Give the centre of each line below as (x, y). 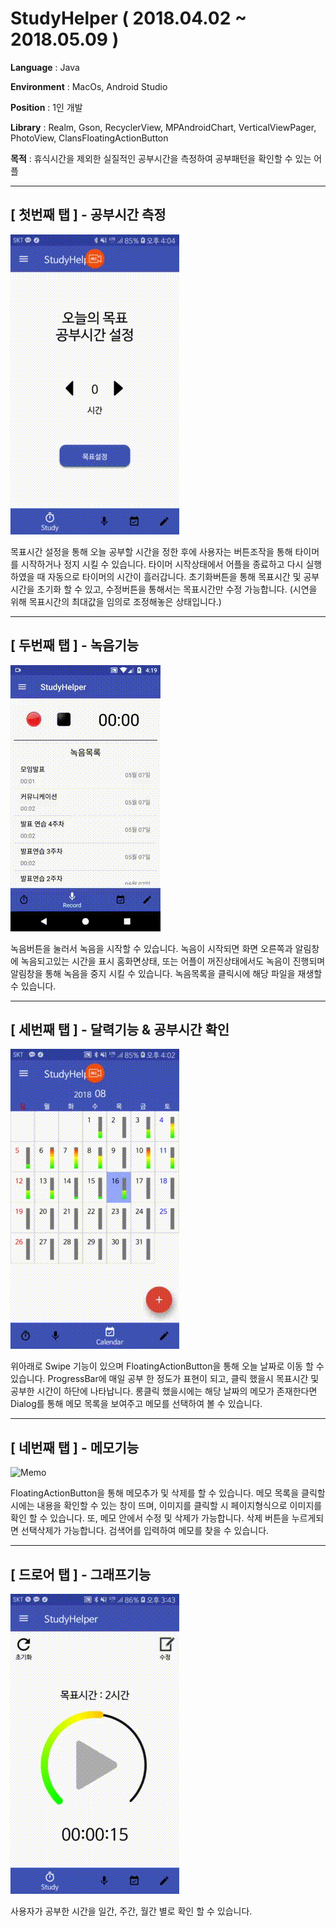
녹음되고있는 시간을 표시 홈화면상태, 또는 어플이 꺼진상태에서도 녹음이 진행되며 (173, 961)
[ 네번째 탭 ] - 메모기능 (75, 1447)
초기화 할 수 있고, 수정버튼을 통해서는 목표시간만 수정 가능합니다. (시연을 (177, 589)
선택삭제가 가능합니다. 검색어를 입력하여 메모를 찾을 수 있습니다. (145, 1531)
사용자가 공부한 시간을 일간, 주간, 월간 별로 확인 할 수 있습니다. (131, 1911)
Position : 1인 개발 (46, 107)
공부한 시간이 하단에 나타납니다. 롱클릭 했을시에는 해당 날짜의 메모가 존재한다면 (164, 1391)
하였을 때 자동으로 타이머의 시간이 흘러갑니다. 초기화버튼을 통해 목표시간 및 (156, 576)
